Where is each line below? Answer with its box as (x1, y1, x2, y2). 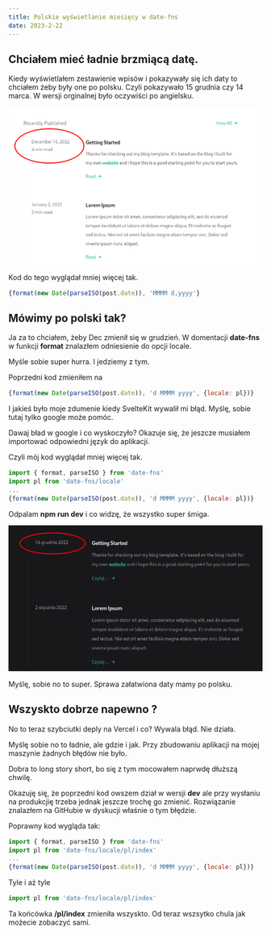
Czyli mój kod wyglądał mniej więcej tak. (8, 452, 143, 462)
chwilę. (8, 772, 32, 782)
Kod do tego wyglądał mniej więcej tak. (8, 272, 139, 282)
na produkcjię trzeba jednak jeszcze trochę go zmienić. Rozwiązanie (8, 796, 236, 807)
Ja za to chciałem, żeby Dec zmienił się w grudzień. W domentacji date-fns (8, 333, 261, 342)
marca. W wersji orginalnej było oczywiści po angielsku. (8, 91, 194, 101)
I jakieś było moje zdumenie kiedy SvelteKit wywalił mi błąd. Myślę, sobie (8, 404, 252, 413)
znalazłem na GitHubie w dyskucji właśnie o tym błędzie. (8, 805, 197, 815)
